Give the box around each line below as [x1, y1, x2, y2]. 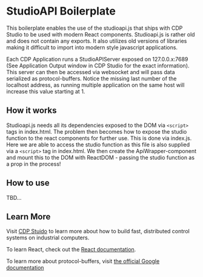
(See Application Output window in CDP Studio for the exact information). [6, 62, 190, 69]
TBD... [6, 194, 22, 201]
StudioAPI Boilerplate [6, 4, 116, 18]
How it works [6, 105, 57, 116]
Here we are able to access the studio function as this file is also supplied [6, 141, 190, 148]
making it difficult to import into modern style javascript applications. [6, 44, 178, 51]
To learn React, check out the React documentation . [6, 246, 136, 253]
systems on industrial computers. [6, 234, 90, 241]
